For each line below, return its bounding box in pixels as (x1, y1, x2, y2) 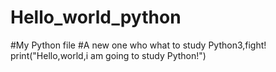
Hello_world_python (10, 6, 182, 29)
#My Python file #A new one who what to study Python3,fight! (10, 39, 267, 51)
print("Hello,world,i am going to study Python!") (10, 49, 207, 61)
